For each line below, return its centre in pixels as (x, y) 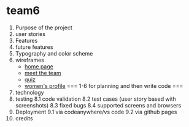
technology (29, 92)
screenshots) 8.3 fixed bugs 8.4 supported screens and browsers (98, 105)
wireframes (29, 60)
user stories (30, 34)
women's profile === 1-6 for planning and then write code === (104, 85)
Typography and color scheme (54, 53)
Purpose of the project (44, 27)
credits (24, 118)
